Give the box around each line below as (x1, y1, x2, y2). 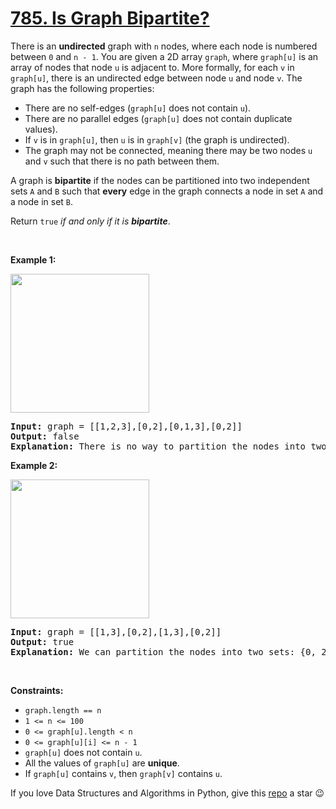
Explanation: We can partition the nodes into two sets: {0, (10, 646, 317, 657)
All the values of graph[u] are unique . (24, 757, 180, 769)
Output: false (10, 430, 80, 442)
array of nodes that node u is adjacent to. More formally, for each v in (10, 61, 295, 73)
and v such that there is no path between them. (24, 155, 220, 167)
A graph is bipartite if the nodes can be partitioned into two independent (10, 174, 310, 186)
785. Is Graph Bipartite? (10, 7, 210, 30)
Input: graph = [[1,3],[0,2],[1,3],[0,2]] (10, 626, 222, 637)
